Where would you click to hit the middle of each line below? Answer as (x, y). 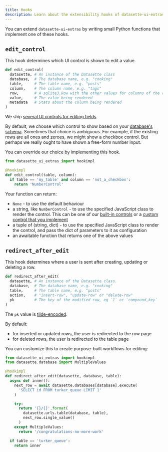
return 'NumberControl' (39, 184)
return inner (28, 445)
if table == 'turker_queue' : (40, 441)
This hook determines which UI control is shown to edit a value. (70, 61)
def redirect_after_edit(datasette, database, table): (63, 376)
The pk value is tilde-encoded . (36, 314)
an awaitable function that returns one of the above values (73, 236)
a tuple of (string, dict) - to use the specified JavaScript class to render (85, 225)
